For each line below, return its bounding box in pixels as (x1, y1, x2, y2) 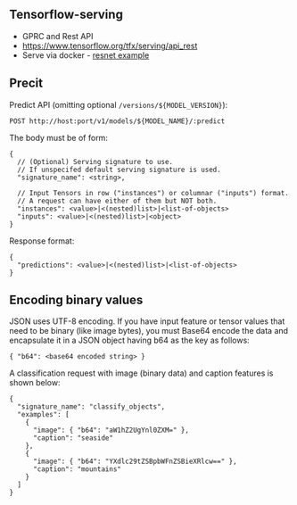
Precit (9, 76, 43, 91)
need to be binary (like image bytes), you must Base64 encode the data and (9, 326, 288, 336)
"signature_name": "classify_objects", (17, 402, 166, 411)
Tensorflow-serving (9, 7, 123, 22)
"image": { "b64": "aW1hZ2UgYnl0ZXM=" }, (32, 426, 190, 435)
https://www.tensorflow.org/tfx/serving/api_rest (21, 40, 198, 51)
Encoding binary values (9, 293, 144, 308)
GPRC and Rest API (21, 30, 94, 41)
